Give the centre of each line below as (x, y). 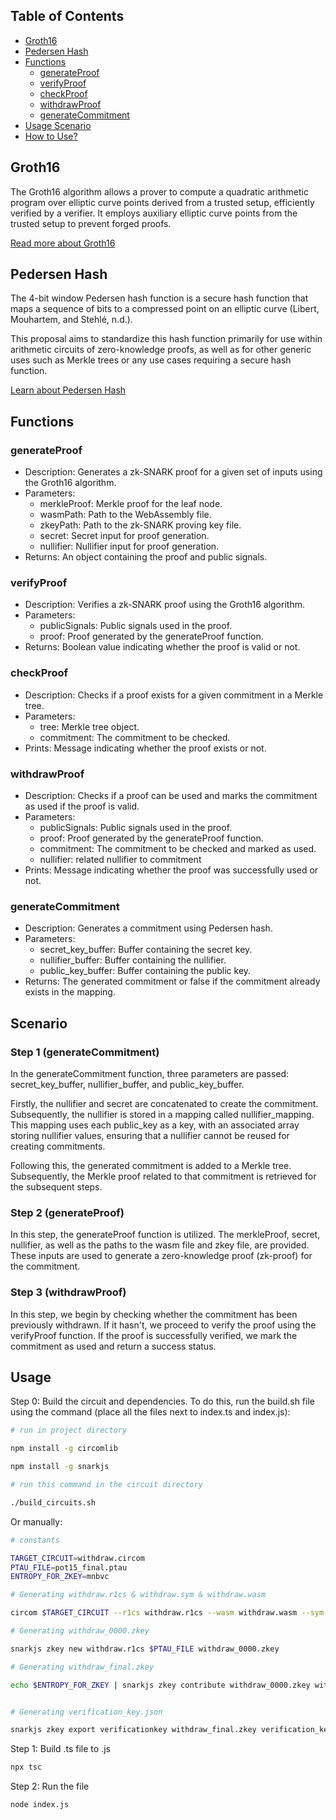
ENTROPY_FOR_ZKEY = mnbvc (60, 1577)
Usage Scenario (58, 125)
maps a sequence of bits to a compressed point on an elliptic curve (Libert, (165, 309)
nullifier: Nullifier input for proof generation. (129, 546)
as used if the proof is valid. (82, 806)
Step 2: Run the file (50, 1786)
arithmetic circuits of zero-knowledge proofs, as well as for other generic (161, 350)
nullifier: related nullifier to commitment (120, 860)
